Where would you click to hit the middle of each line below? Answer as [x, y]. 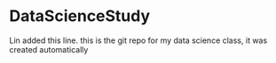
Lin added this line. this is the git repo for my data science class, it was [138, 40]
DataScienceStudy [80, 16]
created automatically [49, 49]
